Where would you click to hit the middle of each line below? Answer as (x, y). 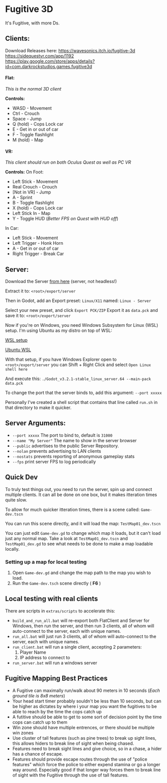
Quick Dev (22, 477)
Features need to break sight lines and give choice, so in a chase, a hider (87, 748)
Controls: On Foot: (24, 172)
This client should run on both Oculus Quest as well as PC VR (68, 162)
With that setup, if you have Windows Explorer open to (61, 359)
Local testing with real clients (52, 599)
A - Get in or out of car (36, 248)
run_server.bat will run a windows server (55, 663)
